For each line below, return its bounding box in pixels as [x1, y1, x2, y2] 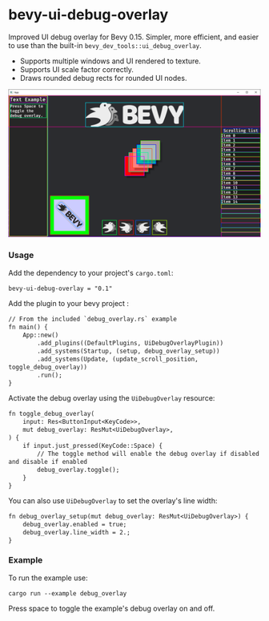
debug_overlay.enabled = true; [22, 520, 127, 528]
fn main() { [8, 323, 48, 331]
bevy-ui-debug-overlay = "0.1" [8, 284, 113, 292]
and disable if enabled [8, 458, 88, 466]
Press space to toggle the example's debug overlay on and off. [8, 603, 215, 613]
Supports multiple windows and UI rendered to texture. [19, 56, 202, 66]
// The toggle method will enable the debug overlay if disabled [37, 450, 260, 458]
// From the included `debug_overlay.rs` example [8, 315, 178, 323]
